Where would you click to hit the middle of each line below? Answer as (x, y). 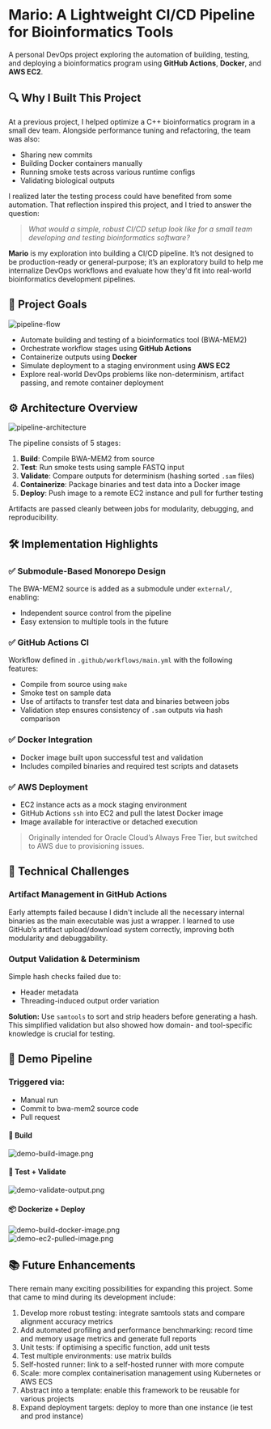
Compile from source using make (74, 685)
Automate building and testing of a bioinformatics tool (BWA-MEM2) (133, 339)
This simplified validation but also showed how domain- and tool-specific (130, 1024)
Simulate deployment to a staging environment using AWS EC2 (125, 365)
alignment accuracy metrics (66, 1321)
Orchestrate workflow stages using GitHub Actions (106, 348)
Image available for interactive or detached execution (109, 821)
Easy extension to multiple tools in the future (94, 621)
